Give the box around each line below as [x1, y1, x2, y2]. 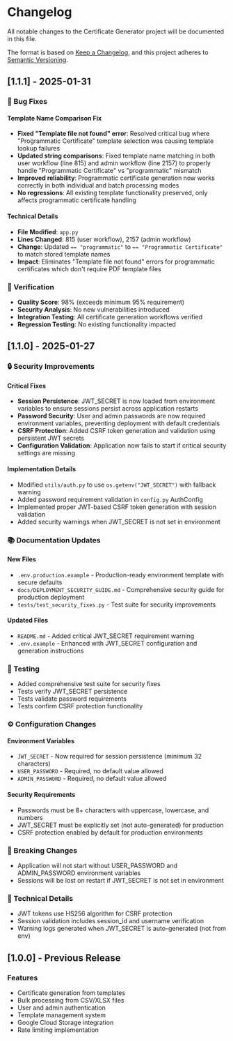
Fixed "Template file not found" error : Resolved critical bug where [17, 130, 210, 138]
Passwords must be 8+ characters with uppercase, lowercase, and [17, 806, 209, 814]
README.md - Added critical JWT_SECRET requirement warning [17, 632, 195, 640]
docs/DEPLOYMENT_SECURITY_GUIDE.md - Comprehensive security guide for [17, 585, 225, 593]
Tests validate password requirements [17, 694, 127, 703]
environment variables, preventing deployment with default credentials [17, 419, 220, 427]
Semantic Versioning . [7, 55, 68, 63]
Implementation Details [7, 465, 77, 473]
